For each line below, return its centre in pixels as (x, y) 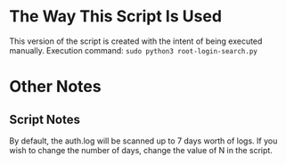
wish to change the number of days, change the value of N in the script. (141, 150)
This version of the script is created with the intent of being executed (136, 41)
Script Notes (45, 119)
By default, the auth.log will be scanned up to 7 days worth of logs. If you (143, 141)
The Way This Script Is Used (116, 16)
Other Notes (55, 87)
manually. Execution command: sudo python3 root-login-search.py (134, 50)
